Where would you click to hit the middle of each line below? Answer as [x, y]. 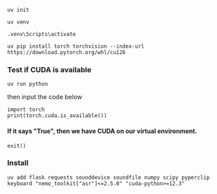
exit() [17, 145]
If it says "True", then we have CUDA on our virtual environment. [102, 131]
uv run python [28, 84]
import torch [26, 110]
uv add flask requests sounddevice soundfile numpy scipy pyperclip [108, 177]
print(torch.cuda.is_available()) [57, 116]
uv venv [18, 22]
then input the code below [45, 97]
